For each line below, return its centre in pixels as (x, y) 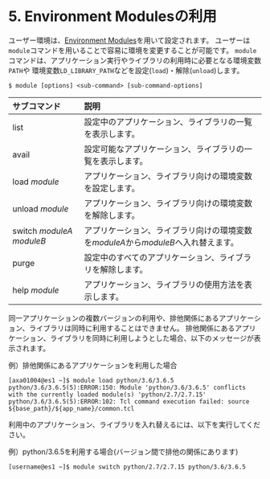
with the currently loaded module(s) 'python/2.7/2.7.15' (107, 395)
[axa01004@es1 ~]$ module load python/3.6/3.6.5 (91, 380)
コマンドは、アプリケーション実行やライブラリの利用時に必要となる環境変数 (135, 60)
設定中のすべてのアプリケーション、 (151, 257)
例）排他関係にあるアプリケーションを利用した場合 (93, 365)
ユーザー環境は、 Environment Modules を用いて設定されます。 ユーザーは (129, 40)
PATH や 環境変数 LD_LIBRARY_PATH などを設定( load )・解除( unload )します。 (126, 70)
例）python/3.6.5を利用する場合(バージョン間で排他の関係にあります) (123, 452)
